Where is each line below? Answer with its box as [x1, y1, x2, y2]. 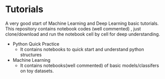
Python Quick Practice [12, 41, 60, 47]
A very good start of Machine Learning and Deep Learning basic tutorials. [5, 20, 159, 26]
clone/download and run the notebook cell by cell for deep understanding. [5, 31, 160, 37]
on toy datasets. [20, 67, 54, 74]
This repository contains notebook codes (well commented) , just [5, 25, 141, 31]
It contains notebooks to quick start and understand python [20, 46, 144, 52]
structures [20, 52, 42, 58]
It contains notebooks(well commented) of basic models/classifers [20, 62, 159, 68]
